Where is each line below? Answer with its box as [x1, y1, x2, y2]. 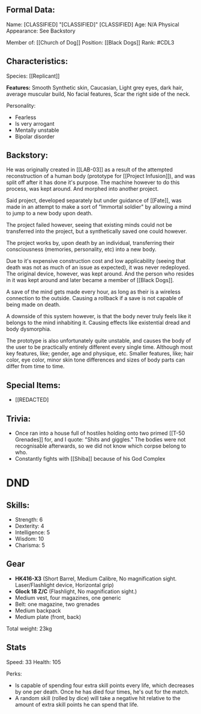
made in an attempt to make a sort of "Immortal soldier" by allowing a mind [6, 203, 191, 211]
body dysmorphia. [6, 325, 52, 333]
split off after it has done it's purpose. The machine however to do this [6, 179, 180, 186]
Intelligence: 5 [14, 529, 50, 536]
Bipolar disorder [14, 132, 55, 140]
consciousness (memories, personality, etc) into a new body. [6, 246, 157, 253]
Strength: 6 [14, 516, 43, 523]
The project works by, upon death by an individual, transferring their [6, 239, 175, 247]
